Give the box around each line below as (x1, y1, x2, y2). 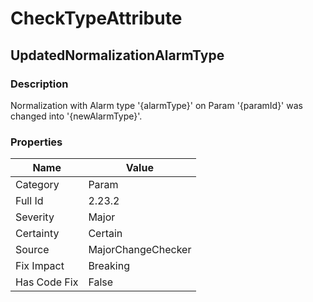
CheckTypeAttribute (10, 7, 183, 30)
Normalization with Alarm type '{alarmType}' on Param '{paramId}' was (10, 99, 303, 111)
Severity (15, 210, 55, 224)
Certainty (15, 227, 60, 241)
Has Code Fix (15, 275, 79, 289)
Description (10, 77, 69, 91)
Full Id (15, 194, 44, 208)
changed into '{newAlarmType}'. (10, 110, 143, 122)
